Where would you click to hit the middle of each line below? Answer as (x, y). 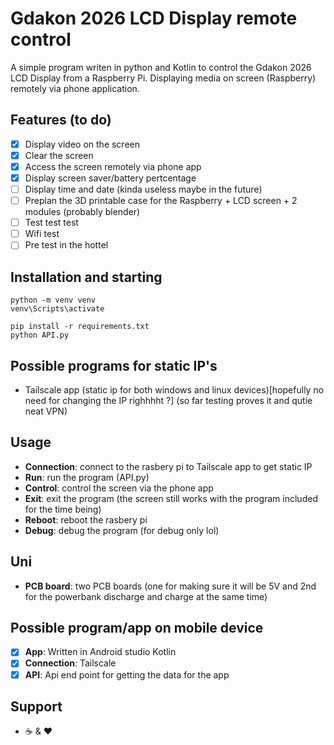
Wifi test (42, 234)
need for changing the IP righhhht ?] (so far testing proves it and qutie (168, 400)
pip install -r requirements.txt (80, 327)
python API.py (40, 335)
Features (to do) (61, 120)
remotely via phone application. (75, 88)
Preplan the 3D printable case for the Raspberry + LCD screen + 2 (161, 201)
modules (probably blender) (82, 212)
